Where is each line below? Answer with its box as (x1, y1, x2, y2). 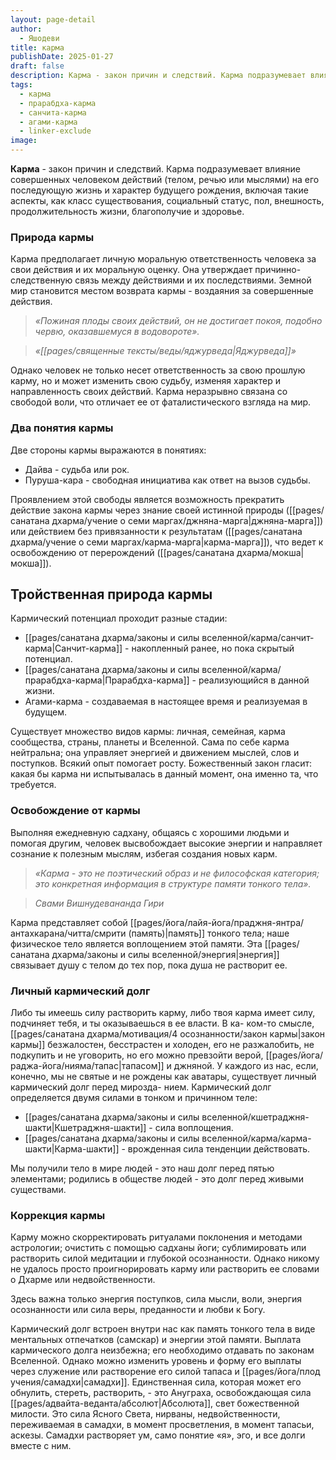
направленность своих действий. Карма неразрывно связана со (10, 386, 288, 398)
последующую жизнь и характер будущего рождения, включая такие (10, 184, 309, 196)
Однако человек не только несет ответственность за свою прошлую (10, 364, 306, 376)
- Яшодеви (19, 33, 60, 43)
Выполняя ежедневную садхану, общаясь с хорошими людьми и (10, 826, 290, 838)
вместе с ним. (10, 1440, 72, 1452)
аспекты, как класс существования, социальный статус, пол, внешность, (10, 195, 325, 206)
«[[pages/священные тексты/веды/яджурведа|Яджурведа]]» (34, 345, 297, 357)
